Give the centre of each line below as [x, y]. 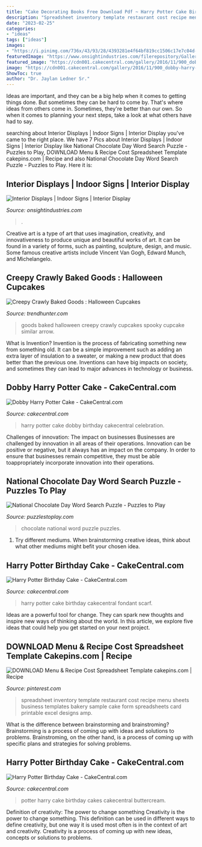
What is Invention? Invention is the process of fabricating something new [96, 343]
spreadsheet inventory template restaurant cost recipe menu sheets [105, 700]
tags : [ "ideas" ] [26, 40]
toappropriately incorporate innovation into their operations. [80, 462]
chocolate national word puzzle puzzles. [71, 528]
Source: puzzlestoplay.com [40, 517]
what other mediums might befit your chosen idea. [77, 546]
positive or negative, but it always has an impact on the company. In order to [101, 450]
